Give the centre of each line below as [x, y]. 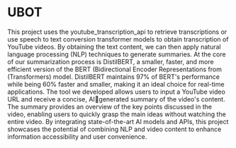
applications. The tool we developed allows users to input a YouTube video [116, 92]
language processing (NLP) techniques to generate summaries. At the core [117, 54]
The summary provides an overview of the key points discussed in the [110, 106]
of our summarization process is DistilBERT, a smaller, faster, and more [111, 61]
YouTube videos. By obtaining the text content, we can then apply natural [114, 47]
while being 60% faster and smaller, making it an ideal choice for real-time [116, 84]
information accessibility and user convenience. [77, 136]
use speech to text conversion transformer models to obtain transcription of [118, 39]
